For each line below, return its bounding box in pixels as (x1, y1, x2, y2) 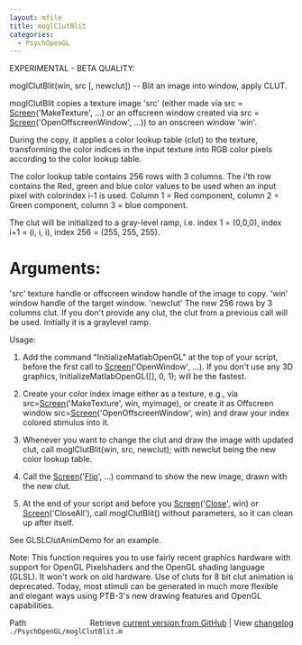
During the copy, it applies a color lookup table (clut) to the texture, (9, 134, 259, 145)
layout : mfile (9, 13, 63, 23)
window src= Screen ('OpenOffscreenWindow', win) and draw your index (22, 407, 290, 419)
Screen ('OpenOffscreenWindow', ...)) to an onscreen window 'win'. (9, 117, 258, 128)
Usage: (9, 334, 36, 345)
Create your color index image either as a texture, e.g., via (22, 388, 239, 399)
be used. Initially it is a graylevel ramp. (9, 317, 151, 328)
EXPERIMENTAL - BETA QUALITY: (9, 63, 135, 74)
